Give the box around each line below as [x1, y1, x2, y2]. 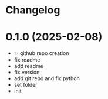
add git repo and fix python [14, 75, 80, 82]
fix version [14, 69, 40, 76]
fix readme [14, 56, 41, 63]
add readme [14, 63, 43, 70]
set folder [14, 81, 38, 88]
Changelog [5, 4, 60, 17]
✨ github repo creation [14, 50, 69, 57]
